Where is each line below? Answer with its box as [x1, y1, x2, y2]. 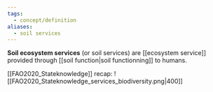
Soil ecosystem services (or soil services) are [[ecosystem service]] [7, 49, 207, 57]
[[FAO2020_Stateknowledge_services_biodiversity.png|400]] [7, 77, 184, 86]
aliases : [7, 23, 33, 30]
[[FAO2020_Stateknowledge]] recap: [7, 70, 113, 78]
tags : [7, 10, 23, 17]
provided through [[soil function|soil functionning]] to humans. [7, 56, 188, 65]
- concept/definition [13, 17, 77, 24]
